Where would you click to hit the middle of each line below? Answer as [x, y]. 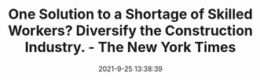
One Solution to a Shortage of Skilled [130, 14]
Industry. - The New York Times [130, 47]
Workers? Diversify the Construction [130, 31]
